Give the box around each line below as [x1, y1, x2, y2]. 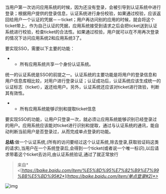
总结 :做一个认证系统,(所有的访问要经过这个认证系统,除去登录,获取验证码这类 [5, 139, 159, 145]
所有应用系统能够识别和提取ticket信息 [19, 106, 96, 112]
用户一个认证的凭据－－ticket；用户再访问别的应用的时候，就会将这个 [13, 17, 155, 22]
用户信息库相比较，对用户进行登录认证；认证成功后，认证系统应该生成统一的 [5, 78, 161, 84]
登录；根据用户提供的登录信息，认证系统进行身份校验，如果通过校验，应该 [5, 10, 157, 16]
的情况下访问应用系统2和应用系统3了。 [5, 35, 84, 41]
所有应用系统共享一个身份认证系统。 [19, 61, 94, 67]
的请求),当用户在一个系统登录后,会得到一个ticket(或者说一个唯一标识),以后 [5, 145, 155, 151]
